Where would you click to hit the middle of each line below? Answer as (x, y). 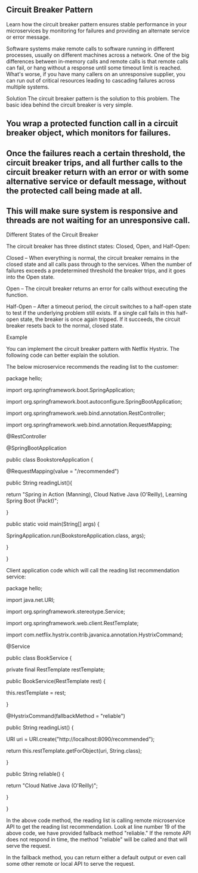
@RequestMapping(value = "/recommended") (63, 471)
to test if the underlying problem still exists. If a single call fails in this (91, 313)
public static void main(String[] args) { (53, 524)
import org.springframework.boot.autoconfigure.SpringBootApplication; (95, 402)
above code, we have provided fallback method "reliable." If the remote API (98, 833)
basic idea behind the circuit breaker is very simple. (69, 105)
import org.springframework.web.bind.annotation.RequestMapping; (89, 425)
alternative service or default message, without (96, 181)
